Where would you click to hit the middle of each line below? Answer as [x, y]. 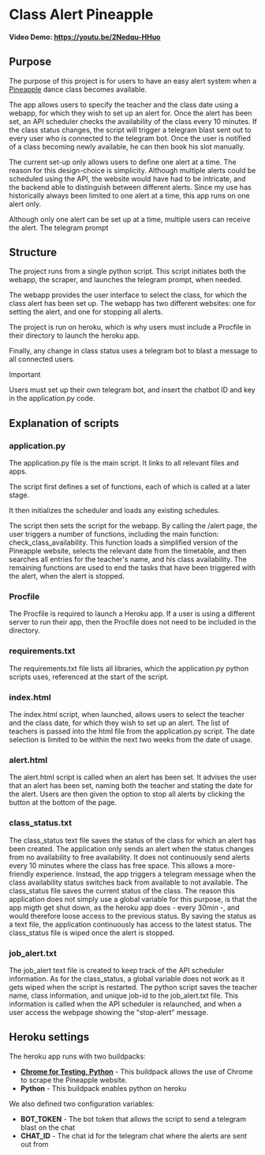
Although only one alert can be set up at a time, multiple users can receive [130, 219]
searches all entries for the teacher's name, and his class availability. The [128, 560]
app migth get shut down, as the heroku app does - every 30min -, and [124, 908]
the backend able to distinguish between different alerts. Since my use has [130, 187]
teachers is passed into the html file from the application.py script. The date [132, 731]
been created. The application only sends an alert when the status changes [132, 848]
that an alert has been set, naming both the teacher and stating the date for [131, 786]
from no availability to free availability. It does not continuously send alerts [130, 857]
